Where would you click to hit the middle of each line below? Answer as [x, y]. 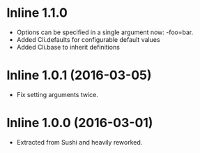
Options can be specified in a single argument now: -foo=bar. [105, 32]
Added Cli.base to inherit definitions [68, 47]
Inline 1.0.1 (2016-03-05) [79, 75]
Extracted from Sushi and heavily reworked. [79, 142]
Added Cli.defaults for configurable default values [89, 39]
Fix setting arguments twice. [57, 94]
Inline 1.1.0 [37, 13]
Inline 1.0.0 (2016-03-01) [80, 123]
